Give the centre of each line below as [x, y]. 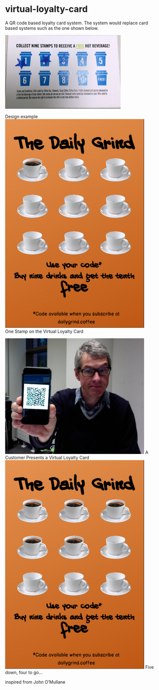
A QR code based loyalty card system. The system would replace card [77, 23]
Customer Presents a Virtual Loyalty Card [47, 457]
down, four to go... [24, 672]
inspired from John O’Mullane [35, 682]
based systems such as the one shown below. [52, 28]
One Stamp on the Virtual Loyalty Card [44, 331]
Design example [21, 116]
